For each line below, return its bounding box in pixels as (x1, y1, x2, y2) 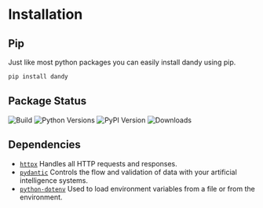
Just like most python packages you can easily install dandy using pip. (8, 57, 236, 67)
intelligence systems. (19, 175, 89, 185)
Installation (8, 5, 83, 24)
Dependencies (8, 138, 81, 151)
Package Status (8, 94, 87, 108)
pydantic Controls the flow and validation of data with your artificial (19, 167, 237, 177)
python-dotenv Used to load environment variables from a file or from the (19, 184, 255, 193)
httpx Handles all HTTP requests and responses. (19, 159, 178, 168)
